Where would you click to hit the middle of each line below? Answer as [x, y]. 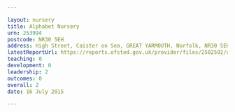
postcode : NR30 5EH [36, 39]
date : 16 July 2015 [36, 92]
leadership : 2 [28, 72]
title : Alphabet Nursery [43, 26]
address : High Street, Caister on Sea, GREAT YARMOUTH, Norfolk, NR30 [112, 46]
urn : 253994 [24, 33]
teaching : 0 [24, 59]
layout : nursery [31, 20]
